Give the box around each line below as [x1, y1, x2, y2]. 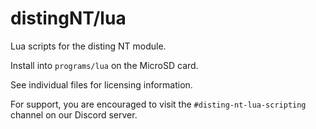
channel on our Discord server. [10, 108, 138, 121]
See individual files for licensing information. [10, 78, 193, 91]
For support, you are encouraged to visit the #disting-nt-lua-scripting [10, 98, 307, 110]
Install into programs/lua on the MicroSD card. [10, 59, 199, 71]
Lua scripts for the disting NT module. [10, 40, 167, 52]
